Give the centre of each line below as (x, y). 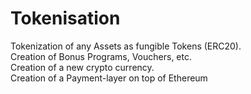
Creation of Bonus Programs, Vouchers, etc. (101, 56)
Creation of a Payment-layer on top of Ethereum (109, 78)
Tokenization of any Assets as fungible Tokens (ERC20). (126, 46)
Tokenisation (65, 18)
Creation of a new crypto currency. (82, 67)
